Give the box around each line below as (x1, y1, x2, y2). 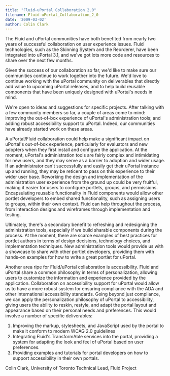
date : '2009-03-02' (5, 17, 47, 22)
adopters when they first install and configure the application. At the (5, 146, 148, 153)
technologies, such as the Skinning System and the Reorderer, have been (5, 46, 158, 53)
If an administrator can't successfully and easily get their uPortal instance (5, 163, 159, 169)
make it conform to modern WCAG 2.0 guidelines (12, 328, 116, 334)
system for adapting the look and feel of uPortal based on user (12, 339, 144, 345)
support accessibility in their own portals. (12, 355, 99, 361)
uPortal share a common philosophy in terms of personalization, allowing (5, 269, 158, 275)
